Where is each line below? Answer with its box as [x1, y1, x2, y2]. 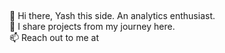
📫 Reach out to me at [9, 32, 99, 44]
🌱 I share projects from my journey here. [9, 21, 176, 33]
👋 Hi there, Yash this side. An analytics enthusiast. [9, 10, 216, 22]
